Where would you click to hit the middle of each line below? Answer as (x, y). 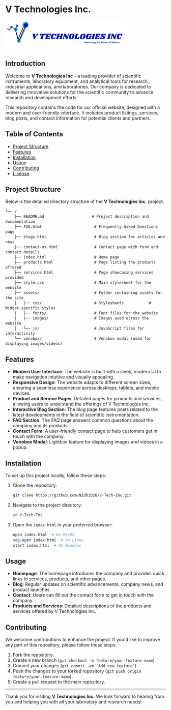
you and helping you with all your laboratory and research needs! (74, 702)
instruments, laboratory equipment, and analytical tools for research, (77, 81)
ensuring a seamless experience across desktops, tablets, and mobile (86, 388)
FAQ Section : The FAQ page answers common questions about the (83, 420)
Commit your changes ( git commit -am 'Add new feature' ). (75, 665)
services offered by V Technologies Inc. (54, 611)
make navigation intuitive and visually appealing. (63, 377)
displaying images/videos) (34, 344)
